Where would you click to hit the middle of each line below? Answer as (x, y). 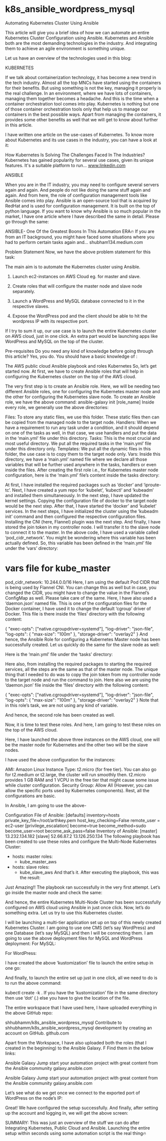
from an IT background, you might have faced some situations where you (80, 237)
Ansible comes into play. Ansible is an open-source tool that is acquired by (81, 201)
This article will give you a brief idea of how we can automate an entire (77, 32)
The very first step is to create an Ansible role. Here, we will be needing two (83, 386)
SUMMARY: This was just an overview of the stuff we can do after (72, 1123)
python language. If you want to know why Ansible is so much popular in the (83, 211)
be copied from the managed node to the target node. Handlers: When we (81, 422)
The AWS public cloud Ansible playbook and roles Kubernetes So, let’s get (81, 366)
